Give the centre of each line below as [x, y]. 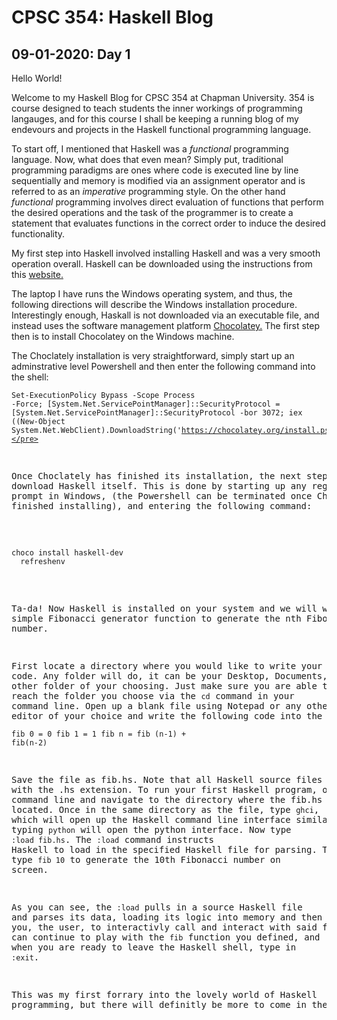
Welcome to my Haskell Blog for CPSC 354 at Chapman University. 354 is [163, 97]
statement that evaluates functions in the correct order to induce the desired [168, 223]
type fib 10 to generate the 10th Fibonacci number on [146, 859]
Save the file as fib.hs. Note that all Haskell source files [167, 779]
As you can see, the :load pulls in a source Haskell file [157, 907]
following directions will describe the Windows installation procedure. [154, 304]
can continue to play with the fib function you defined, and [166, 937]
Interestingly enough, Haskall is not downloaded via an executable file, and [165, 315]
